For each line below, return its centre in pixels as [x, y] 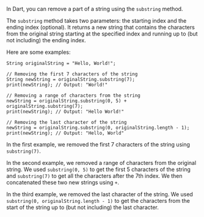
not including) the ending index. [46, 40]
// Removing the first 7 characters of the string [72, 74]
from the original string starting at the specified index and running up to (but [102, 34]
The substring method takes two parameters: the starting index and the [97, 21]
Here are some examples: [39, 52]
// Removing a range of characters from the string [73, 96]
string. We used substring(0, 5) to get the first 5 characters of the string [99, 169]
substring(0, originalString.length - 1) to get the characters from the [98, 201]
